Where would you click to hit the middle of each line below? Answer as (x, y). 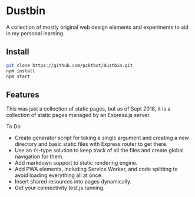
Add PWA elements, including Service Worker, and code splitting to (96, 169)
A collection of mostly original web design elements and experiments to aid (97, 27)
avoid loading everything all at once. (59, 175)
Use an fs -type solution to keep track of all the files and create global (99, 151)
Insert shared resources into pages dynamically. (73, 182)
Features (23, 94)
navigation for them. (39, 156)
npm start (18, 76)
